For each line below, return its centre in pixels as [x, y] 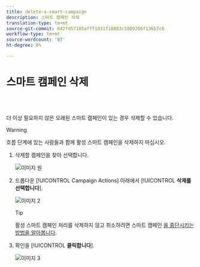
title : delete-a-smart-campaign [46, 12]
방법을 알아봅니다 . [36, 232]
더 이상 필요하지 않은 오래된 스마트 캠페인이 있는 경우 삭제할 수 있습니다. [90, 118]
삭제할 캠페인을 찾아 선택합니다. [51, 155]
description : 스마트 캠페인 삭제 [43, 17]
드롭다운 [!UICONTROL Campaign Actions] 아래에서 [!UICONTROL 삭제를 [103, 180]
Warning [16, 130]
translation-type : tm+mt [37, 23]
